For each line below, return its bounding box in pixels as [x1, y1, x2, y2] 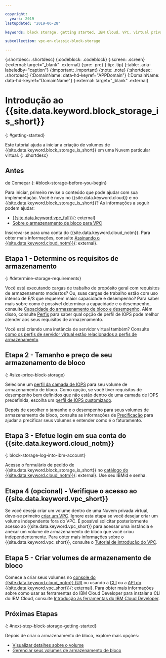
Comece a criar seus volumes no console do [5, 574, 96, 580]
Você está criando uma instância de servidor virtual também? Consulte [5, 326, 150, 332]
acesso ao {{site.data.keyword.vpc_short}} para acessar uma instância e [5, 523, 153, 529]
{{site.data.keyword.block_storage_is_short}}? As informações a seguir [5, 200, 150, 206]
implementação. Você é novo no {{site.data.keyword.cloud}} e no [5, 194, 138, 200]
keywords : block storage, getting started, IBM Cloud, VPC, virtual [5, 30, 149, 35]
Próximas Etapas [5, 610, 58, 618]
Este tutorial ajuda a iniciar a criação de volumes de [5, 142, 110, 148]
